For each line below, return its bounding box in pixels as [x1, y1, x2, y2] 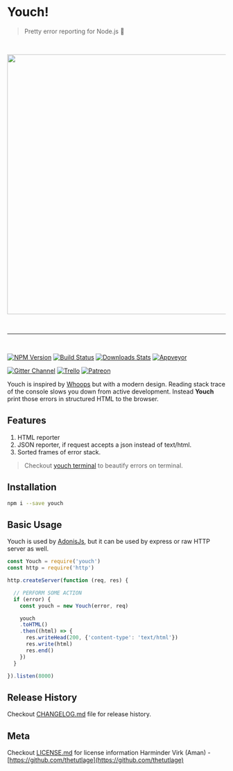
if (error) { [13, 596, 51, 603]
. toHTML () [19, 621, 49, 628]
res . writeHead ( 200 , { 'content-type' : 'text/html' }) [25, 635, 178, 641]
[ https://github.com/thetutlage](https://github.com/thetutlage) [7, 756, 184, 764]
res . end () [25, 647, 54, 654]
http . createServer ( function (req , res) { [7, 577, 129, 584]
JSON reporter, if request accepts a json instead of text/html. [17, 441, 192, 449]
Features [7, 415, 46, 427]
